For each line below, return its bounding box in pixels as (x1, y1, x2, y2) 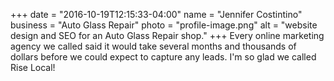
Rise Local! (10, 62, 56, 73)
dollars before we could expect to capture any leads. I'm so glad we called (10, 51, 317, 63)
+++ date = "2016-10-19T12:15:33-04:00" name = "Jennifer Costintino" (10, 9, 303, 20)
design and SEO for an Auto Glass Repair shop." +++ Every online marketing (10, 30, 325, 41)
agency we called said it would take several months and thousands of (10, 40, 297, 52)
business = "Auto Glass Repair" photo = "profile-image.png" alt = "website (10, 19, 318, 31)
